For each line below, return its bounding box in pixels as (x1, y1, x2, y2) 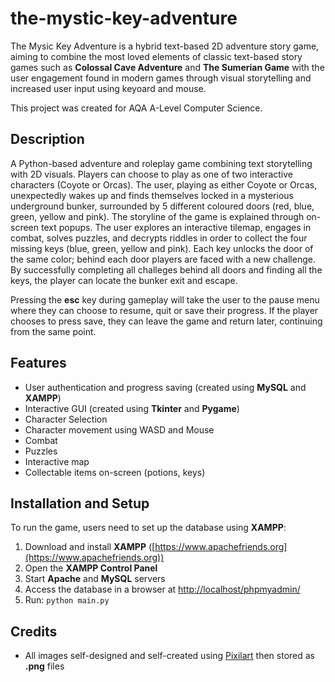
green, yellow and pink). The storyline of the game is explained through (10, 210, 305, 222)
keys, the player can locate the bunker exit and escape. (10, 274, 238, 286)
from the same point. (10, 325, 97, 337)
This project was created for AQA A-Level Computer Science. (10, 102, 263, 114)
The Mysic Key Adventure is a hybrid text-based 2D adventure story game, (10, 40, 320, 52)
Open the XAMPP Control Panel (24, 562, 158, 574)
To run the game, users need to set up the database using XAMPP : (10, 522, 287, 534)
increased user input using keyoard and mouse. (10, 82, 207, 94)
